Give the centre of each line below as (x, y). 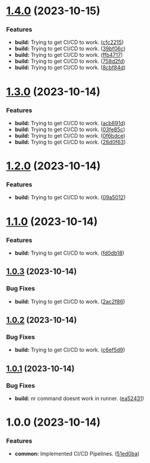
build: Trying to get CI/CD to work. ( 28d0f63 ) (70, 142)
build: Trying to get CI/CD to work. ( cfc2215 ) (69, 42)
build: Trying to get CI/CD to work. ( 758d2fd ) (70, 61)
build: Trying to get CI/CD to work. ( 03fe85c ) (70, 129)
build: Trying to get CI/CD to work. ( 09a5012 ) (70, 198)
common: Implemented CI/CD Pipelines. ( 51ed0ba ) (77, 454)
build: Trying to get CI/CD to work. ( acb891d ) (70, 123)
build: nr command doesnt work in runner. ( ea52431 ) (79, 398)
